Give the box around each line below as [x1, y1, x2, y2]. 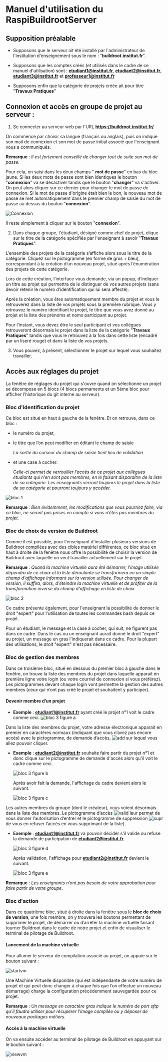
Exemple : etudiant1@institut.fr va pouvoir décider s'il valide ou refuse [12, 830, 161, 836]
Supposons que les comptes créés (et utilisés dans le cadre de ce [12, 63, 149, 68]
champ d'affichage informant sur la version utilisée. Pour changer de [5, 575, 148, 581]
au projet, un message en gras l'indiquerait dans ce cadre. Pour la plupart [5, 636, 157, 642]
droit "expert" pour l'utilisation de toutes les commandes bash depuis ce [5, 610, 155, 616]
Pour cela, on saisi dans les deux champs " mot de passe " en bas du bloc [5, 169, 158, 175]
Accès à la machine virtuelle [5, 1025, 66, 1031]
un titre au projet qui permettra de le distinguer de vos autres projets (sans [5, 281, 159, 287]
